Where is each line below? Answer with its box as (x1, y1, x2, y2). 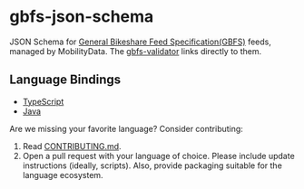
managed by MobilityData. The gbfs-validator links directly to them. (9, 45, 262, 56)
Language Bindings (9, 72, 122, 88)
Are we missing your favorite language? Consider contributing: (9, 123, 243, 134)
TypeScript (22, 96, 64, 107)
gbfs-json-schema (9, 6, 154, 27)
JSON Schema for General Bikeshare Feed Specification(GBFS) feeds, (9, 36, 272, 47)
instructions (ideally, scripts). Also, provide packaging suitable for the (22, 160, 283, 171)
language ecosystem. (22, 169, 103, 180)
